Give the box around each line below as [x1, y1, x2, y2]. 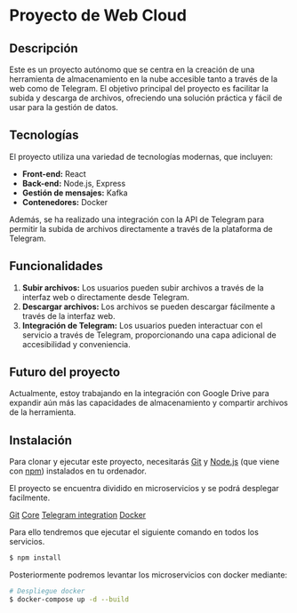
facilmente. [9, 492, 51, 503]
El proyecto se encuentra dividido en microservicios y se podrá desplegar [9, 483, 280, 494]
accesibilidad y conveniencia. [21, 338, 131, 349]
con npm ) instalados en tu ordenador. [9, 466, 147, 476]
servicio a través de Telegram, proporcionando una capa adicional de [21, 330, 277, 340]
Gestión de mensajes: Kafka [21, 187, 128, 198]
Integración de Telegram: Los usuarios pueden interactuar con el [21, 320, 263, 330]
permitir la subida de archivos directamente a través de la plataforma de [9, 223, 273, 234]
